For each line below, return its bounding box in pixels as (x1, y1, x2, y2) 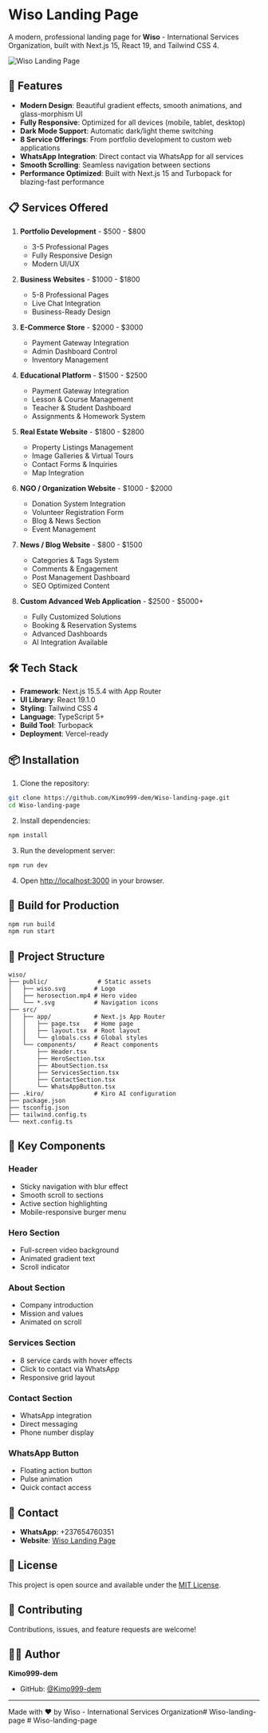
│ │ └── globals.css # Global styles (8, 1034, 148, 1042)
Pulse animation (19, 1474, 73, 1484)
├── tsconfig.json (8, 1104, 69, 1112)
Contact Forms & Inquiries (31, 459, 118, 469)
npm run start (8, 928, 56, 936)
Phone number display (19, 1428, 94, 1437)
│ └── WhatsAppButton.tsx (8, 1083, 116, 1091)
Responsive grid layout (19, 1372, 96, 1382)
